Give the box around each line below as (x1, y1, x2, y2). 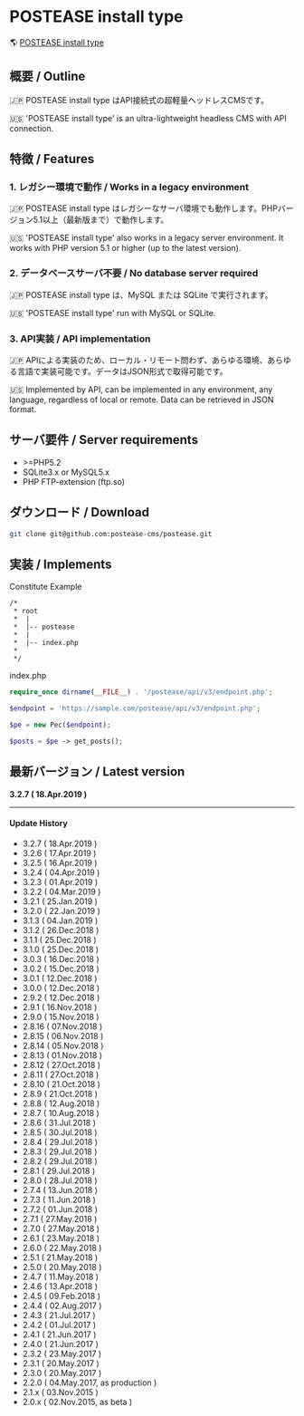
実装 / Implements (9, 556, 112, 572)
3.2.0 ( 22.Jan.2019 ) (22, 905, 101, 916)
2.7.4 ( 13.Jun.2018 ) (22, 1184, 98, 1195)
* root (13, 607, 39, 616)
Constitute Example (9, 582, 82, 592)
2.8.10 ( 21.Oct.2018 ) (22, 1078, 101, 1089)
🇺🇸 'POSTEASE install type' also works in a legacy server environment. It (9, 233, 284, 244)
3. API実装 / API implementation (9, 332, 151, 345)
